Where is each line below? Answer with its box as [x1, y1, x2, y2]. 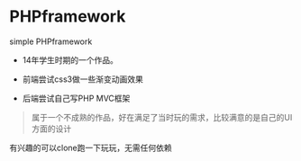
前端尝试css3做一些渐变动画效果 [22, 74, 144, 85]
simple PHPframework [9, 36, 93, 47]
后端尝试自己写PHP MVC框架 [22, 93, 131, 103]
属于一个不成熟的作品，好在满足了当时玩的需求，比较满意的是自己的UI [31, 112, 293, 122]
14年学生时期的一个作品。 [22, 54, 119, 65]
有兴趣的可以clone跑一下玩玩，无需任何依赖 [9, 142, 173, 153]
